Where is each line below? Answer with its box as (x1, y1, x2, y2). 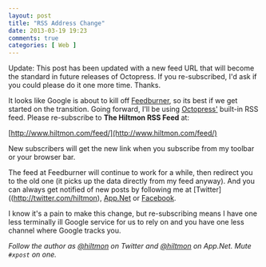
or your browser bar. (8, 153, 76, 162)
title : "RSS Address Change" (8, 19, 105, 27)
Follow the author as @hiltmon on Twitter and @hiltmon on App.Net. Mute (8, 241, 252, 251)
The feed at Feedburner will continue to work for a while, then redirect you (8, 168, 253, 177)
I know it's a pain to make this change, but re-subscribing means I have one (8, 209, 258, 218)
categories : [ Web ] (8, 42, 77, 50)
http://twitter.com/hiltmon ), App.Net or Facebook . (13, 193, 177, 203)
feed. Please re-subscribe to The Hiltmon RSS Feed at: (8, 113, 190, 122)
